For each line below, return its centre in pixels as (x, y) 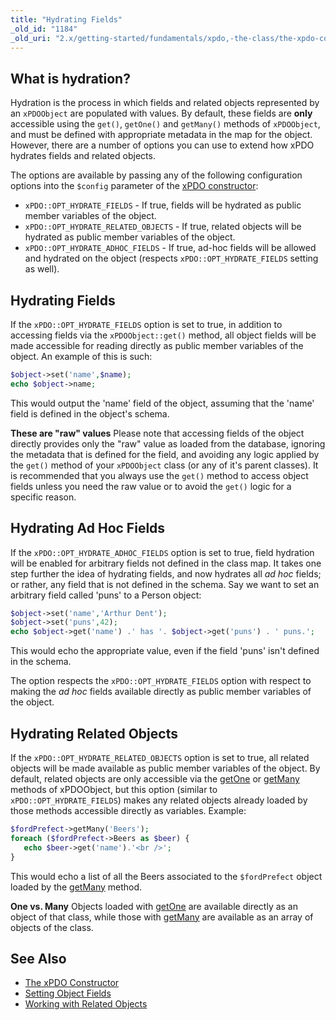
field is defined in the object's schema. (90, 413)
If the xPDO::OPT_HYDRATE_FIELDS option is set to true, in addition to (146, 324)
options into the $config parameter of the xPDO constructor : (134, 186)
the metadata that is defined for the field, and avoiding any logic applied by (165, 454)
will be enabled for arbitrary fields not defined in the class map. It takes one (166, 563)
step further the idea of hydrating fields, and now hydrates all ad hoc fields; (166, 573)
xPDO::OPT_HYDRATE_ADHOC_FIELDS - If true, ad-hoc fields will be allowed (170, 248)
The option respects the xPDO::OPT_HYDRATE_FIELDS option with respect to (161, 681)
